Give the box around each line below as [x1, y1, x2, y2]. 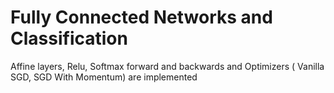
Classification [10, 27, 128, 50]
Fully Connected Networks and [10, 6, 273, 29]
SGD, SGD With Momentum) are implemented [10, 71, 198, 83]
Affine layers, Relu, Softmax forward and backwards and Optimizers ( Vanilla [10, 60, 325, 72]
